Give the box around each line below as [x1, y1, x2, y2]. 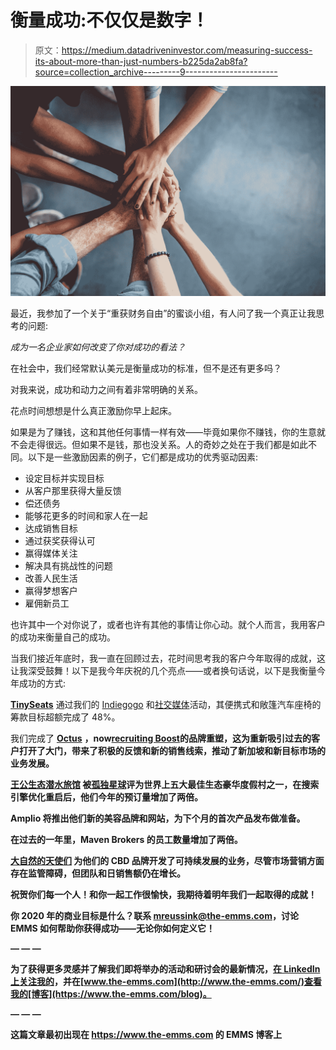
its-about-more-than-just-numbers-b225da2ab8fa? [34, 55, 248, 67]
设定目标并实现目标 [24, 472, 105, 484]
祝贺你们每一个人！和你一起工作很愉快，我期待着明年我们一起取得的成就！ [10, 888, 317, 900]
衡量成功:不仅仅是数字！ [10, 9, 210, 32]
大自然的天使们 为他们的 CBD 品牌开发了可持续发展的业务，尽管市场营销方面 [10, 854, 325, 866]
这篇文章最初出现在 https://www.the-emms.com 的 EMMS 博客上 [10, 1028, 283, 1040]
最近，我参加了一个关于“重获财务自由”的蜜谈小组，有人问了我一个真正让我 [10, 307, 317, 319]
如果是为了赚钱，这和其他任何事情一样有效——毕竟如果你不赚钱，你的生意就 [10, 426, 326, 438]
